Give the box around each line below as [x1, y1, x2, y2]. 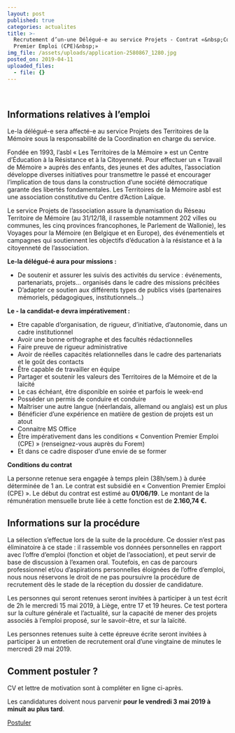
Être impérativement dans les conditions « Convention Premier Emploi [17, 432, 219, 441]
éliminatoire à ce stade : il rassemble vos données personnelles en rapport [7, 543, 222, 551]
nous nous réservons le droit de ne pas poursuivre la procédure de [7, 573, 200, 581]
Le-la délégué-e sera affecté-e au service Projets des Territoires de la [7, 127, 209, 135]
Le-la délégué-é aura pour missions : [7, 257, 117, 266]
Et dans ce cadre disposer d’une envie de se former [17, 447, 167, 456]
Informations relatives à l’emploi [7, 108, 150, 120]
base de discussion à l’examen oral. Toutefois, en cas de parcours [7, 558, 198, 567]
